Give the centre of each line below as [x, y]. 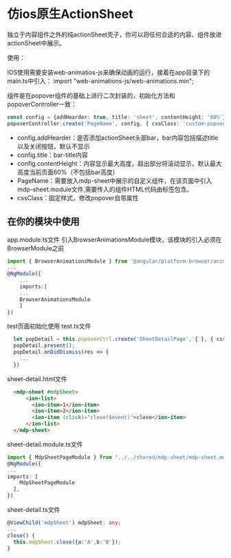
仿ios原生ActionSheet [70, 14]
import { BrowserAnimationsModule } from [67, 261]
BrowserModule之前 [36, 248]
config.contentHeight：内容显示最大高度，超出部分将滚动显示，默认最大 [119, 163]
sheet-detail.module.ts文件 [45, 444]
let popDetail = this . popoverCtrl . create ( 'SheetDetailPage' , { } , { [113, 339]
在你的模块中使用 [43, 222]
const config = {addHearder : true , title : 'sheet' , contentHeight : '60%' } [117, 117]
